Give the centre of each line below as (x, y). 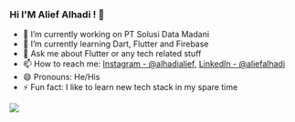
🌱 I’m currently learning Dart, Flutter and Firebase (116, 44)
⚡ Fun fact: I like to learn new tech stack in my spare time (130, 87)
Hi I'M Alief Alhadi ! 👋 (57, 15)
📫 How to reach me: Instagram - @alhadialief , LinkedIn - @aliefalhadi (154, 64)
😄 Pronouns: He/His (61, 77)
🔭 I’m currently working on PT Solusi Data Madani (116, 35)
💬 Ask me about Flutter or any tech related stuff (112, 54)
